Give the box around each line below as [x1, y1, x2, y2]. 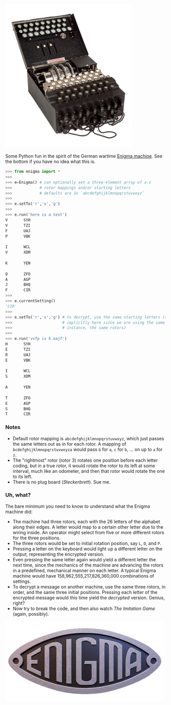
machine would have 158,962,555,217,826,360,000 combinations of [12, 573, 154, 579]
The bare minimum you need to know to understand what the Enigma [5, 503, 150, 509]
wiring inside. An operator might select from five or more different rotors [12, 529, 164, 535]
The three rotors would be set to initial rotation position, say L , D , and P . [12, 540, 161, 546]
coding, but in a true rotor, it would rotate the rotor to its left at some [12, 462, 155, 469]
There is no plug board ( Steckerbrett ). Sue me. [12, 479, 111, 485]
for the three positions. [12, 535, 61, 541]
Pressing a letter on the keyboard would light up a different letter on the [12, 545, 163, 552]
